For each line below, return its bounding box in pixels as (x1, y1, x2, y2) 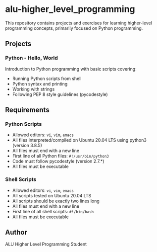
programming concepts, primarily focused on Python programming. (5, 25, 143, 31)
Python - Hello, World (5, 55, 58, 62)
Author (5, 228, 27, 237)
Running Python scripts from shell (12, 76, 82, 82)
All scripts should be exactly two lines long (12, 198, 100, 204)
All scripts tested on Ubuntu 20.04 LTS (12, 192, 92, 198)
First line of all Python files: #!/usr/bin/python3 (12, 153, 109, 159)
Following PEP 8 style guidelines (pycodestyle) (12, 91, 108, 97)
